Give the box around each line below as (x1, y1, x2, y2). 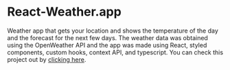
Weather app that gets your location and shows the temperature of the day (7, 27, 218, 35)
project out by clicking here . (7, 55, 87, 63)
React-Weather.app (7, 4, 122, 20)
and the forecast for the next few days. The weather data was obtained (7, 33, 208, 41)
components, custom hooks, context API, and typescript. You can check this (7, 48, 224, 56)
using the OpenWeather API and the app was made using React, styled (7, 41, 207, 49)
